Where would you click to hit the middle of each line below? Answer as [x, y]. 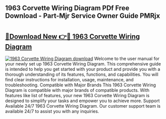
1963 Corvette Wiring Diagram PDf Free [67, 8]
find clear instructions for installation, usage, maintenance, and [69, 80]
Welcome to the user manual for [127, 59]
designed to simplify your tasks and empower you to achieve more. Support [83, 101]
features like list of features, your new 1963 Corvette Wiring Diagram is [77, 95]
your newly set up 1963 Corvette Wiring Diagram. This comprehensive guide [83, 64]
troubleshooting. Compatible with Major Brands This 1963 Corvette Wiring [81, 85]
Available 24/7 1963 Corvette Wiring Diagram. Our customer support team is [83, 106]
